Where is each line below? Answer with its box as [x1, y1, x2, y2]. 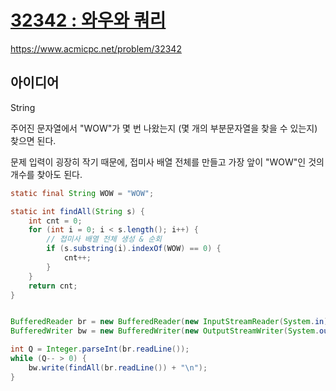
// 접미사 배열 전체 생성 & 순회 [46, 234, 163, 245]
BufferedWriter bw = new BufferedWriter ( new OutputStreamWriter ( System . [10, 326, 320, 336]
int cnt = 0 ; [28, 216, 83, 226]
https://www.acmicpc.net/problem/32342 [10, 42, 182, 55]
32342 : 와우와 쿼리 [10, 9, 167, 32]
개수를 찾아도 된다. [10, 168, 83, 180]
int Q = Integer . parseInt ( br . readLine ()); [10, 344, 190, 355]
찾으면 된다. [10, 134, 57, 146]
